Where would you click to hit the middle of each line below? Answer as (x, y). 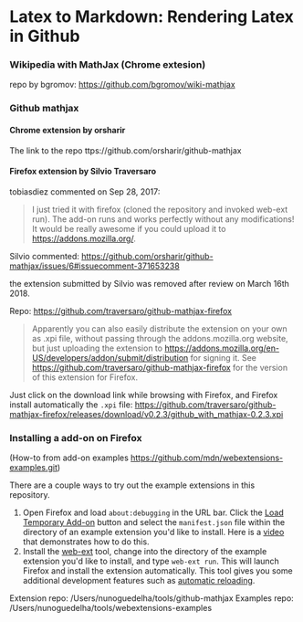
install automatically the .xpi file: (71, 405)
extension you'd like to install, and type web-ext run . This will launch (151, 561)
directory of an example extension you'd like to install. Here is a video (153, 532)
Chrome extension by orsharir (68, 130)
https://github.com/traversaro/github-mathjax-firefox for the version (160, 367)
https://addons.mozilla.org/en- (222, 348)
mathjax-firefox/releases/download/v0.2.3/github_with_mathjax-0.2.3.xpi (146, 414)
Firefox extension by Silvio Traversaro (83, 172)
